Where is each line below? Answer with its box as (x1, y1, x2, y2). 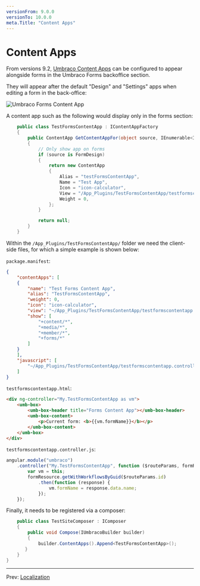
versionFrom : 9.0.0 (6, 8, 55, 15)
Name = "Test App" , (59, 179, 108, 185)
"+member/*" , (37, 330, 70, 336)
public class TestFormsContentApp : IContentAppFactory (17, 124, 159, 130)
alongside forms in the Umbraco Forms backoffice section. (6, 71, 151, 79)
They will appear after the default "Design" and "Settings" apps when (6, 83, 177, 90)
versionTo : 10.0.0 (6, 14, 52, 20)
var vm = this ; (27, 469, 65, 475)
